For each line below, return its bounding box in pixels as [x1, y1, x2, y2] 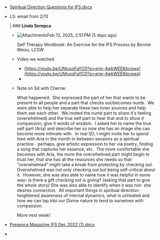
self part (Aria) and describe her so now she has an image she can [16, 126, 150, 131]
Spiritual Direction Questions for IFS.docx [9, 4, 93, 10]
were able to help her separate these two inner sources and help [16, 105, 146, 111]
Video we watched [16, 56, 54, 62]
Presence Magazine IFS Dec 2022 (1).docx [9, 222, 96, 227]
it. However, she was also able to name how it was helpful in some [16, 172, 151, 177]
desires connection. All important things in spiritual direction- [16, 188, 141, 193]
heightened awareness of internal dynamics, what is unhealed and [16, 192, 150, 198]
